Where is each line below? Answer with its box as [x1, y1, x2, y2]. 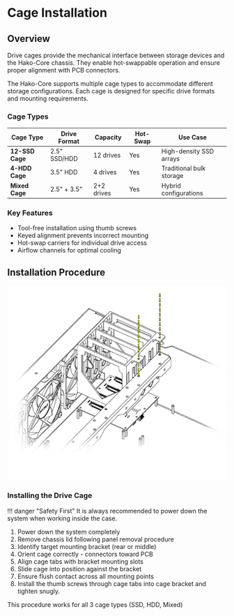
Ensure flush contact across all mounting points [17, 572, 155, 580]
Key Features [7, 208, 54, 218]
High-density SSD [161, 147, 214, 156]
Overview [7, 33, 51, 45]
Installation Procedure [7, 266, 106, 278]
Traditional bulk [161, 164, 206, 172]
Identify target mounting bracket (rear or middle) [17, 542, 157, 550]
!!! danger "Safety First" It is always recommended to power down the [7, 506, 208, 515]
